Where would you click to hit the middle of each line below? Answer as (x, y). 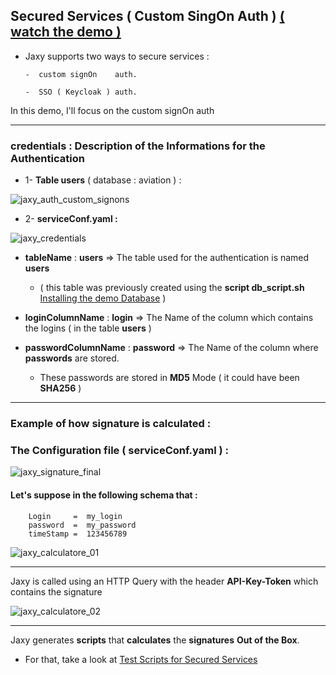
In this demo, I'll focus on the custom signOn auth (112, 110)
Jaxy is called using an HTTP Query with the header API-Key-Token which (164, 581)
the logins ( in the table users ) (88, 328)
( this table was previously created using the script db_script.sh (172, 288)
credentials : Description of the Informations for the (138, 146)
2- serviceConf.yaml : (71, 219)
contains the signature (56, 591)
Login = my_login (75, 516)
